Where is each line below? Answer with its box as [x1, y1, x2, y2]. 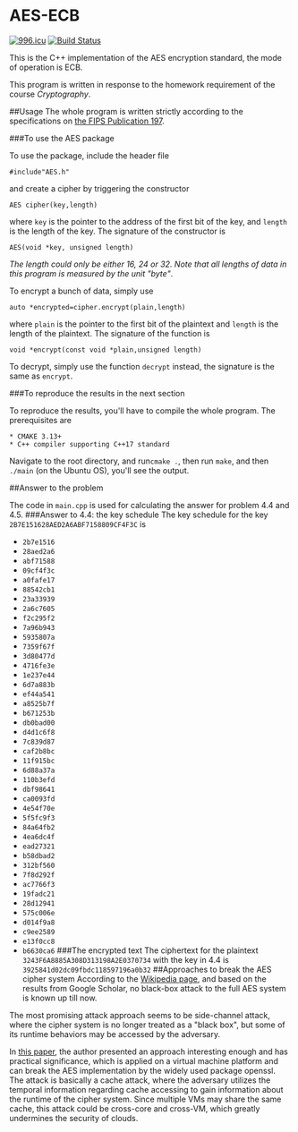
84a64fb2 [21, 822, 55, 832]
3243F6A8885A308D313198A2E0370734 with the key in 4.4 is [21, 954, 230, 965]
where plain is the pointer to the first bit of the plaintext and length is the [9, 319, 279, 329]
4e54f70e [21, 804, 55, 813]
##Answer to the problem [9, 482, 104, 493]
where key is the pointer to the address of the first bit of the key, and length [9, 216, 288, 226]
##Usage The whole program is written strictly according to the [9, 106, 243, 116]
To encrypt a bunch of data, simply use [9, 285, 154, 296]
